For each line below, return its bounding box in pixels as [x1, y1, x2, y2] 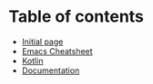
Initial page [21, 36, 64, 47]
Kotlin [21, 55, 44, 66]
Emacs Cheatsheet [21, 45, 93, 56]
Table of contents [8, 6, 145, 27]
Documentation [21, 65, 80, 76]
